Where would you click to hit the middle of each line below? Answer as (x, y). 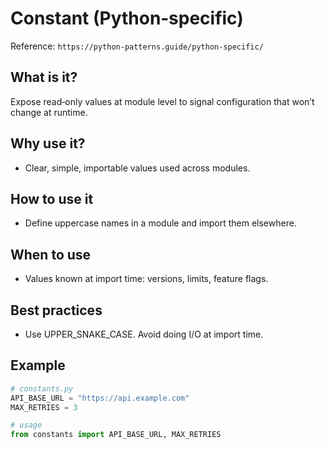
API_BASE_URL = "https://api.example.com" (100, 398)
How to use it (52, 198)
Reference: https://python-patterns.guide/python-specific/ (137, 46)
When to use (51, 254)
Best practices (56, 310)
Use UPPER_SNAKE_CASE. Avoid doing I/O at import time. (144, 334)
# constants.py (42, 388)
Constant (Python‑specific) (127, 18)
